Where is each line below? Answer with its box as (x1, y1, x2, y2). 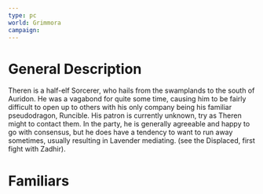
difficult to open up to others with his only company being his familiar (8, 103, 232, 112)
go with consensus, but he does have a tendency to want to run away (8, 127, 233, 137)
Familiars (8, 172, 69, 189)
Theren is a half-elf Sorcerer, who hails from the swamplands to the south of (8, 86, 255, 95)
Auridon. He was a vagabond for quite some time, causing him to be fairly (8, 94, 247, 104)
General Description (8, 60, 142, 78)
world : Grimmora (8, 19, 61, 27)
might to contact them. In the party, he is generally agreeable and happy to (8, 119, 250, 129)
